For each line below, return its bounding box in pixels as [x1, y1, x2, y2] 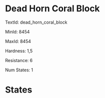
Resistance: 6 [5, 57, 33, 63]
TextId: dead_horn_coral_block [5, 19, 68, 25]
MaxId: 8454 [5, 38, 31, 44]
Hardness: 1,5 [5, 48, 33, 54]
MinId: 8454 [5, 29, 30, 34]
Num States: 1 [5, 67, 34, 73]
